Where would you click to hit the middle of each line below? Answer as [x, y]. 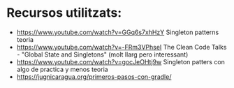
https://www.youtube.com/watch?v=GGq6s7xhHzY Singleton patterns [118, 32]
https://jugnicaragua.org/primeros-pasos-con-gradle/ [94, 76]
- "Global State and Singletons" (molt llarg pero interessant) [102, 54]
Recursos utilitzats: [64, 13]
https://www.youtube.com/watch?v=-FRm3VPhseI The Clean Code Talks [122, 47]
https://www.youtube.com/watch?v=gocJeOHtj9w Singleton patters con [120, 61]
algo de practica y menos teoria [63, 69]
